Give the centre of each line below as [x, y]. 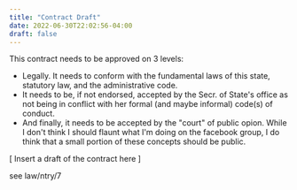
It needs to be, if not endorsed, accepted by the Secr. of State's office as [155, 95]
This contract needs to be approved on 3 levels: [97, 59]
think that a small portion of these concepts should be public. [134, 141]
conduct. [38, 114]
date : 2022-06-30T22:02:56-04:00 [71, 26]
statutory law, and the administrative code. [100, 86]
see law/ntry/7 [35, 176]
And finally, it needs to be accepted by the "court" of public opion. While [154, 123]
